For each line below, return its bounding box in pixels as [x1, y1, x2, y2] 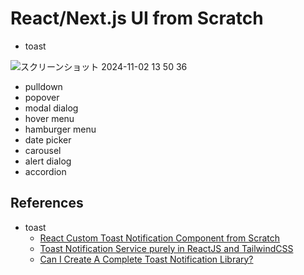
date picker [24, 133, 72, 146]
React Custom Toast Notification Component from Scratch [39, 232, 281, 244]
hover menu [24, 112, 75, 124]
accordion [24, 165, 67, 177]
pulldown [24, 80, 63, 92]
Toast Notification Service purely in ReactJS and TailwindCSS [39, 242, 294, 254]
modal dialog [24, 102, 79, 114]
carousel [24, 144, 62, 156]
